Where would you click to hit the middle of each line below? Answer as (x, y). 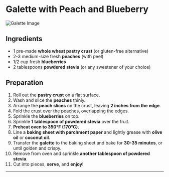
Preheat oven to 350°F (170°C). (46, 127)
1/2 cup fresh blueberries (40, 62)
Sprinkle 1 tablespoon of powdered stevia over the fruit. (71, 121)
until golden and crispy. (37, 148)
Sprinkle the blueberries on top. (46, 116)
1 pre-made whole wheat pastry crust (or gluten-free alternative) (81, 51)
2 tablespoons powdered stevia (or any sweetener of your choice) (82, 67)
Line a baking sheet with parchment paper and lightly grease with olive (88, 132)
